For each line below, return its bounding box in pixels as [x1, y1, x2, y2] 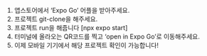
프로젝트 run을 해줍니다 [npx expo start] [14, 24, 128, 31]
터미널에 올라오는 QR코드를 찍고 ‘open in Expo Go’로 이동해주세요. [14, 32, 201, 41]
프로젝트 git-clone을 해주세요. [14, 15, 98, 23]
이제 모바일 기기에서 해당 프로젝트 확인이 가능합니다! [14, 41, 159, 49]
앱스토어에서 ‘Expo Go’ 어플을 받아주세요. [14, 6, 130, 14]
